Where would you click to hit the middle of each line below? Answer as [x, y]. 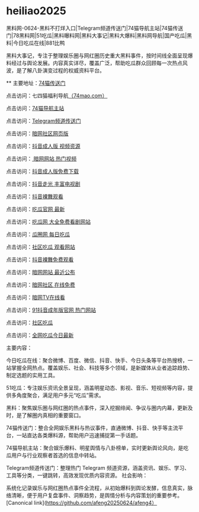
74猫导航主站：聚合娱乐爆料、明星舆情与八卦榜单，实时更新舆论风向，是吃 [97, 448]
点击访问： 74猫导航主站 [35, 108]
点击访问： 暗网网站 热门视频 [41, 158]
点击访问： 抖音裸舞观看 [35, 196]
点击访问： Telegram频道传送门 [44, 120]
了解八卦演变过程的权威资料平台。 [63, 70]
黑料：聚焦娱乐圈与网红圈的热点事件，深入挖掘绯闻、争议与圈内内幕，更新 [97, 408]
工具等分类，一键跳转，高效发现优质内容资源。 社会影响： [77, 475]
